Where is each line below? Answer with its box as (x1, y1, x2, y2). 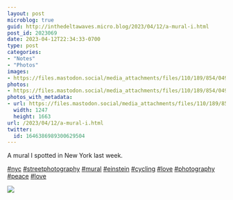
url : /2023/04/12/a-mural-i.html (7, 119, 104, 127)
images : (7, 68, 30, 75)
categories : (7, 49, 42, 56)
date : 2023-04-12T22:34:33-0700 (7, 36, 101, 43)
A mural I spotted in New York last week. (7, 152, 123, 160)
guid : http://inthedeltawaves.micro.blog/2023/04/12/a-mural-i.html (7, 23, 209, 30)
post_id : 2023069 (7, 29, 58, 37)
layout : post (7, 10, 45, 17)
